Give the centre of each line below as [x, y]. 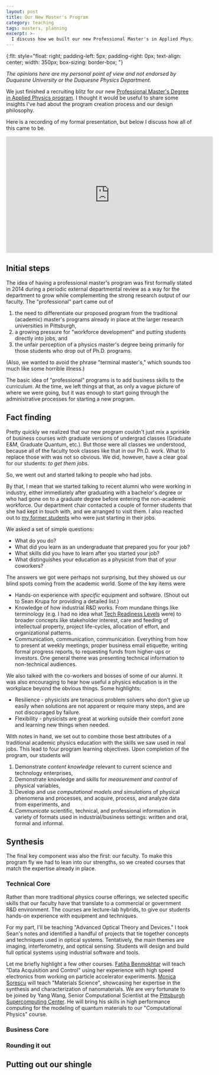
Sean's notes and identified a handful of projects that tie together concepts [97, 934]
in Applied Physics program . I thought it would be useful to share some [92, 98]
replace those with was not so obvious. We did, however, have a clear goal [97, 457]
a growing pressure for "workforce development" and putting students [100, 331]
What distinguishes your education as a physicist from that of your [95, 559]
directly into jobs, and [41, 338]
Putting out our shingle [49, 1064]
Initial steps [28, 268]
